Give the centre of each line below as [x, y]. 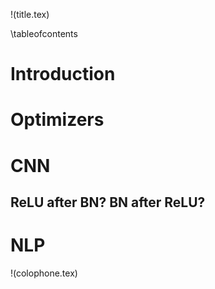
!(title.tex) [30, 14]
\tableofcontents [44, 33]
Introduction [63, 74]
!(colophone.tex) [44, 273]
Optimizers [57, 120]
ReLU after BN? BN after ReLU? [108, 202]
